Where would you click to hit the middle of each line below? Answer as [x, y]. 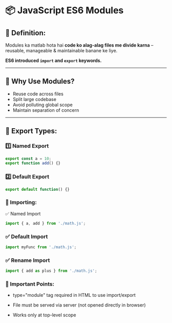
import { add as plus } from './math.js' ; [51, 271]
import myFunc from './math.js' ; [41, 247]
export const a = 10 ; [28, 158]
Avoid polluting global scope [42, 105]
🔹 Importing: [21, 203]
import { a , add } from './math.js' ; [46, 223]
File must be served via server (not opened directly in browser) [79, 305]
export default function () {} [38, 189]
